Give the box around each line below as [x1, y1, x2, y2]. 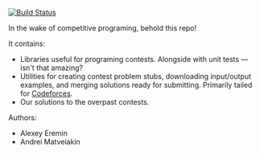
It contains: [8, 39, 46, 48]
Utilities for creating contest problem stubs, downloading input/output [19, 72, 252, 81]
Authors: [8, 113, 37, 122]
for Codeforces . [19, 89, 73, 98]
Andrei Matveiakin [19, 137, 80, 147]
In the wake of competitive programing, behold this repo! [8, 23, 197, 32]
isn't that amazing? [19, 63, 83, 72]
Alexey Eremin [19, 129, 68, 138]
